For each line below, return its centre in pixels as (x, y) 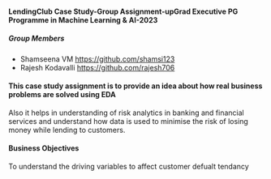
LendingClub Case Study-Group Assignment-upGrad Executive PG (123, 11)
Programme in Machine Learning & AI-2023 (83, 19)
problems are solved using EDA (62, 95)
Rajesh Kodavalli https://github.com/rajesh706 (97, 67)
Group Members (37, 38)
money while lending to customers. (67, 130)
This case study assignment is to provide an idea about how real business (135, 86)
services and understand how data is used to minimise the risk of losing (129, 121)
